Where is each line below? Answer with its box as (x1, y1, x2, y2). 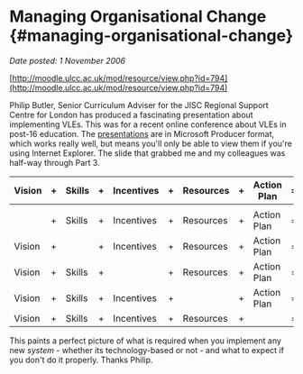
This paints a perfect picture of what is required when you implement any (9, 335, 282, 346)
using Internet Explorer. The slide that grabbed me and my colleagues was (9, 147, 286, 159)
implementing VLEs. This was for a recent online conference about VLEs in (9, 119, 287, 130)
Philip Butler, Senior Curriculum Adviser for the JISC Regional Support (9, 99, 269, 110)
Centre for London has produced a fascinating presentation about (9, 109, 254, 120)
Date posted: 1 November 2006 (9, 55, 126, 66)
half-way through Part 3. (9, 157, 101, 168)
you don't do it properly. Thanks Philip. (9, 354, 153, 365)
